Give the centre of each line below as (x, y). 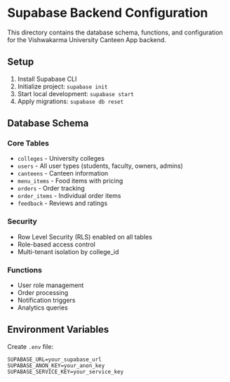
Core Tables (28, 143)
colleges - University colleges (61, 159)
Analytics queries (42, 308)
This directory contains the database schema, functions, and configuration (115, 32)
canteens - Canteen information (63, 173)
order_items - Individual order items (69, 196)
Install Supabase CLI (47, 79)
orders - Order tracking (51, 188)
